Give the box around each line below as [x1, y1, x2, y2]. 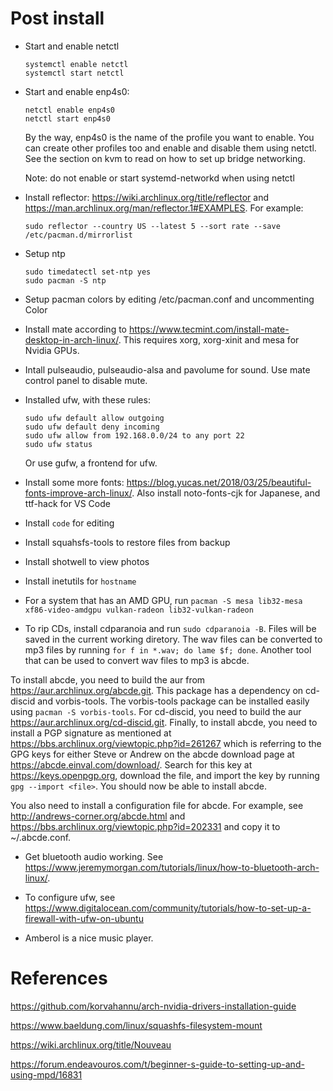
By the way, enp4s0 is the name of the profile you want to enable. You [24, 131, 315, 143]
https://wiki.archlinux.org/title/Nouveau [10, 1038, 172, 1051]
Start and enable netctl [24, 40, 120, 52]
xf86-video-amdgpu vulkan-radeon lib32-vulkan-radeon [24, 605, 254, 615]
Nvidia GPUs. [24, 344, 80, 356]
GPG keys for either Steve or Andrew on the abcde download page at [10, 748, 295, 760]
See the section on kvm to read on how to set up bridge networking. [24, 152, 306, 164]
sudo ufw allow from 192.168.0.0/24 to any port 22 [24, 430, 245, 441]
